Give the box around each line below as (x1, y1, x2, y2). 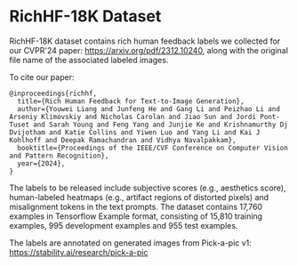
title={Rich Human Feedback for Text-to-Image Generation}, (17, 96, 245, 106)
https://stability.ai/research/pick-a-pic (9, 246, 148, 257)
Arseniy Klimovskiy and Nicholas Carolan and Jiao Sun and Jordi (9, 112, 256, 121)
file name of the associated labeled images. (9, 54, 169, 65)
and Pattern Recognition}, (9, 151, 109, 160)
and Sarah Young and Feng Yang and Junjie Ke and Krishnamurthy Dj (32, 120, 289, 129)
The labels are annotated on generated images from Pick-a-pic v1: (9, 238, 252, 248)
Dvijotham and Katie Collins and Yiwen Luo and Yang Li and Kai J (9, 127, 261, 137)
